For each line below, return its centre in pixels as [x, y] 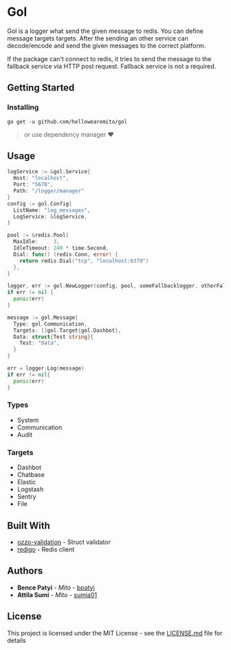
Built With [29, 525]
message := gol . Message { [43, 317]
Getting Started [41, 88]
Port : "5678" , [33, 185]
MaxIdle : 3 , [36, 242]
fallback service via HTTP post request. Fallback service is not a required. [112, 66]
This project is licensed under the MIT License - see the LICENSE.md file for [115, 633]
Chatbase [31, 475]
